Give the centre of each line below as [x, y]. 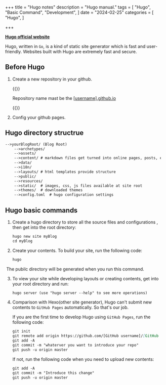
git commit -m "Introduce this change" [53, 373]
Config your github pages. [39, 117]
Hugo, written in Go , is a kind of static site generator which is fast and [75, 46]
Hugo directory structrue [44, 133]
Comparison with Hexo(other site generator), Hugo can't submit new [82, 302]
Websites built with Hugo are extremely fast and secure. [80, 52]
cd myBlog [22, 241]
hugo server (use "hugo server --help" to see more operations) [80, 293]
